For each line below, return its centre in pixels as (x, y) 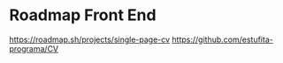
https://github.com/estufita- (223, 39)
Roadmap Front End (83, 15)
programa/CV (34, 48)
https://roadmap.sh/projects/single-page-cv (90, 39)
